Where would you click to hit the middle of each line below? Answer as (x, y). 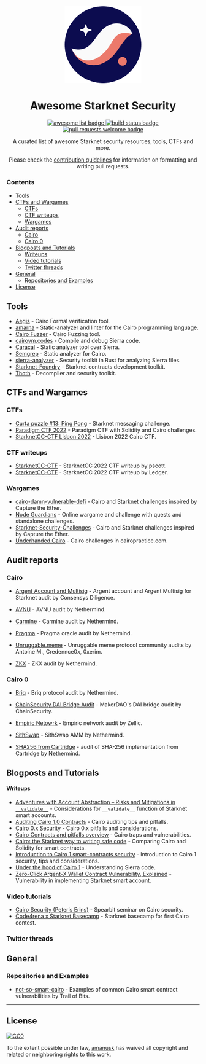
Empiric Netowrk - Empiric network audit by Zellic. (79, 723)
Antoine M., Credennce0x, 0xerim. (59, 652)
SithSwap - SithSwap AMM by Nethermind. (70, 735)
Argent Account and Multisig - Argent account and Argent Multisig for (103, 591)
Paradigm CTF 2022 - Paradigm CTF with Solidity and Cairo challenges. (106, 430)
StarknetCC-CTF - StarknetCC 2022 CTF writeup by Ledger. (92, 472)
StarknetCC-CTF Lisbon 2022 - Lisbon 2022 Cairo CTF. (86, 436)
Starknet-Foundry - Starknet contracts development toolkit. (90, 367)
